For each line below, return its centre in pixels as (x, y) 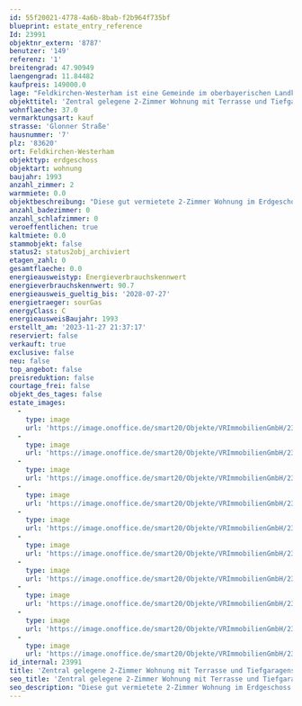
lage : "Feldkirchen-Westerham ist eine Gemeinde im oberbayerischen (140, 93)
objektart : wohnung (46, 168)
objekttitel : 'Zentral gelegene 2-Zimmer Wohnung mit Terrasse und (138, 101)
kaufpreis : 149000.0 (48, 85)
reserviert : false (44, 336)
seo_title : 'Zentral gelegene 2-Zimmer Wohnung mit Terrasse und (134, 679)
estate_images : (38, 403)
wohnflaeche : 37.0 (44, 110)
